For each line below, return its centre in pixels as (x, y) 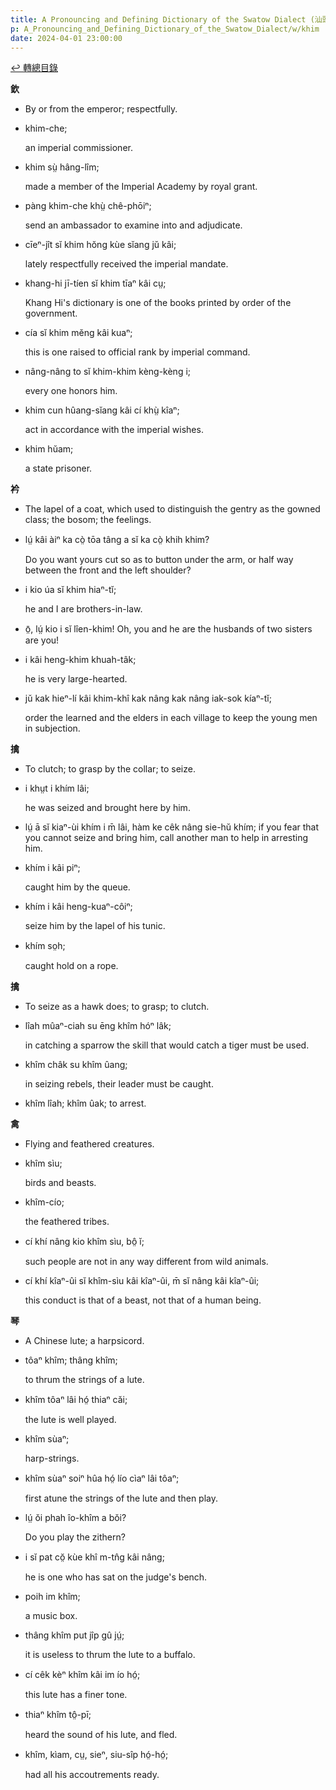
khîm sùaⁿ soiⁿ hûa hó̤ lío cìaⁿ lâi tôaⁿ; (102, 1478)
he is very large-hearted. (76, 679)
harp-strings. (52, 1458)
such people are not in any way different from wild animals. (146, 1262)
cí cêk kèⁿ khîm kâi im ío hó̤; (82, 1675)
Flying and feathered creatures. (89, 1144)
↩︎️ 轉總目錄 (34, 68)
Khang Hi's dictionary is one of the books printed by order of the (158, 303)
